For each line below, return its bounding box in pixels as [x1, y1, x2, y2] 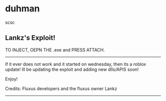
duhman [5, 3, 40, 14]
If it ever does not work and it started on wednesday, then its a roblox [5, 61, 147, 67]
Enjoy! [5, 76, 18, 82]
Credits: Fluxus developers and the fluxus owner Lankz [5, 85, 118, 92]
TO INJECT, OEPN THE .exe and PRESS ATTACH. [5, 47, 105, 52]
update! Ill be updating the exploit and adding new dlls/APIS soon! [5, 66, 139, 72]
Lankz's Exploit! [5, 34, 56, 42]
